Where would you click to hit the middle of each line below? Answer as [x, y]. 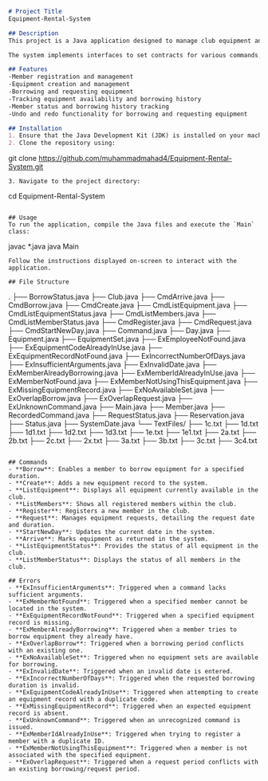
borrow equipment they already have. [71, 637]
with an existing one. [46, 651]
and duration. [32, 525]
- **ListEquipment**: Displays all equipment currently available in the [134, 490]
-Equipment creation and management [69, 84]
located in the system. [48, 609]
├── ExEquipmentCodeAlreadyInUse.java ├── [85, 347]
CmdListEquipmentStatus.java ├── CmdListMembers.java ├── [112, 314]
